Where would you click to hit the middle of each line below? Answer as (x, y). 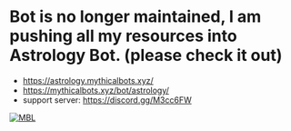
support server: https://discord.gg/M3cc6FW (107, 100)
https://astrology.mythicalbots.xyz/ (88, 80)
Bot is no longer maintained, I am (135, 17)
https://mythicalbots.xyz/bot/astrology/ (96, 90)
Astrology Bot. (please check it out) (146, 55)
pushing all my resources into (124, 36)
